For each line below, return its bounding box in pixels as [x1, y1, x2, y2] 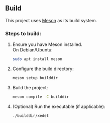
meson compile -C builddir [12, 94, 69, 99]
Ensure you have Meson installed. [12, 41, 83, 47]
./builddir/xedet [12, 113, 49, 118]
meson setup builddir [12, 75, 58, 80]
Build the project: [12, 84, 48, 90]
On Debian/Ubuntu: [12, 47, 53, 53]
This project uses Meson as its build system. [5, 17, 97, 23]
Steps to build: [5, 30, 42, 37]
